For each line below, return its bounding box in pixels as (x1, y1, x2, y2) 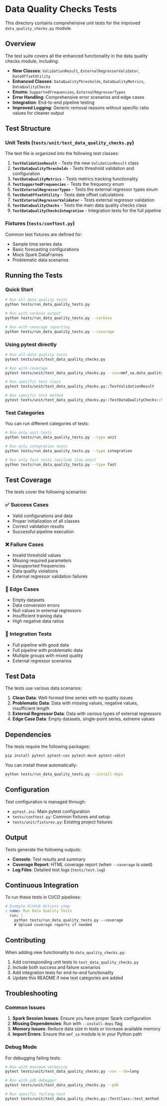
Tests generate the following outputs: (5, 846, 82, 853)
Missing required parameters (12, 557, 72, 563)
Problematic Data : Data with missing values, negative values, (12, 700, 138, 706)
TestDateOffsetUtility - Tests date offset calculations (12, 192, 124, 198)
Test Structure (5, 124, 51, 133)
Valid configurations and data (12, 513, 73, 519)
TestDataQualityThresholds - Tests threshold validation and (12, 165, 134, 171)
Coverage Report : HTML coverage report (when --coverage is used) (12, 861, 153, 868)
